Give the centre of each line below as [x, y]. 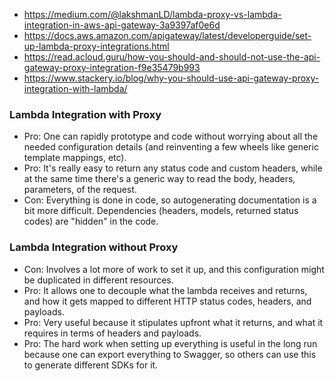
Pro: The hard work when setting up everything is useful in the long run [170, 343]
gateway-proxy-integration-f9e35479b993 [112, 67]
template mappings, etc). [75, 158]
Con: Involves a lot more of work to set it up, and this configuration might [174, 269]
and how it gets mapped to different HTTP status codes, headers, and [167, 301]
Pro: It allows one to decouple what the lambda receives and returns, [165, 290]
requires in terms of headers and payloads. [112, 333]
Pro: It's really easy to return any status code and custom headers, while [173, 168]
